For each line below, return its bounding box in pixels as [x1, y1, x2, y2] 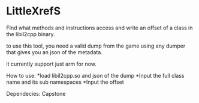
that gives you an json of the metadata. [6, 48, 103, 55]
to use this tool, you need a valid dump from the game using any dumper [6, 42, 186, 49]
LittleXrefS [6, 4, 61, 18]
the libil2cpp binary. [6, 30, 55, 37]
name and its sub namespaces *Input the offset [6, 78, 124, 86]
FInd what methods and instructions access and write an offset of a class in [6, 24, 193, 31]
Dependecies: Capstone [6, 90, 66, 97]
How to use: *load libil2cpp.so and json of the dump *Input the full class [6, 72, 185, 79]
